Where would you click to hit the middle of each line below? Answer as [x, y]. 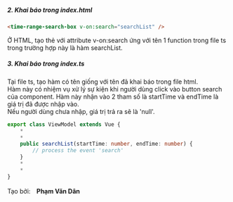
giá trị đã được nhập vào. [43, 104]
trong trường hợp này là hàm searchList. [65, 48]
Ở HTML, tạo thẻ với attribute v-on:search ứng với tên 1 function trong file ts [117, 40]
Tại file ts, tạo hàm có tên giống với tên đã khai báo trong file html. [103, 82]
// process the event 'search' [78, 151]
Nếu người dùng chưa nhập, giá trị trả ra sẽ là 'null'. [81, 111]
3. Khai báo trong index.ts [46, 64]
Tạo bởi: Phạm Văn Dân [44, 191]
